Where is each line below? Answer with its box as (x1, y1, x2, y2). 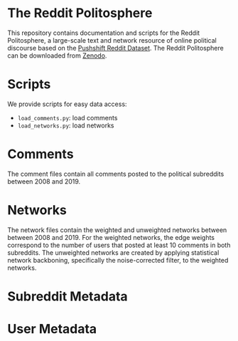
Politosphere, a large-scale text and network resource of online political (7, 36, 217, 44)
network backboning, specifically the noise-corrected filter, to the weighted (7, 256, 229, 264)
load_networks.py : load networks (17, 121, 114, 130)
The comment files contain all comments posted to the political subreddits (7, 169, 225, 178)
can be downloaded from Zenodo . (7, 51, 107, 60)
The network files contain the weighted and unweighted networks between (7, 226, 227, 234)
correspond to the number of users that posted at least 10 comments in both (7, 241, 231, 249)
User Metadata (7, 321, 97, 337)
